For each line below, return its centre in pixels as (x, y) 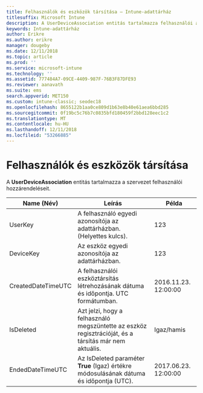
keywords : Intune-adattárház (43, 29)
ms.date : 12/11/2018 (32, 51)
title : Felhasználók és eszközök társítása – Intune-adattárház (89, 12)
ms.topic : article (29, 57)
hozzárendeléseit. (29, 188)
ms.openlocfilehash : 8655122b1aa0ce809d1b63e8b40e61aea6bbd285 (88, 107)
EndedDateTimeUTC (38, 369)
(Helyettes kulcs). (103, 236)
